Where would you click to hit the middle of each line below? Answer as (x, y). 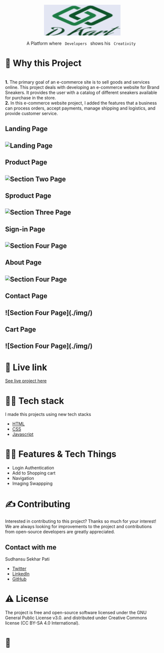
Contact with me (31, 547)
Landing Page (26, 129)
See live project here (26, 381)
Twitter (19, 568)
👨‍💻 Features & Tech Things (61, 454)
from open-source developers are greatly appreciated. (60, 532)
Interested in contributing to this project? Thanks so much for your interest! (81, 521)
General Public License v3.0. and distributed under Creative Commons (76, 618)
